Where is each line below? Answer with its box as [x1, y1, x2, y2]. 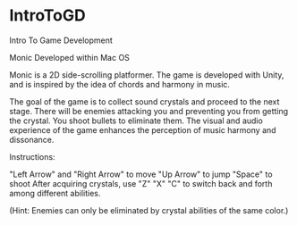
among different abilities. [9, 187, 101, 198]
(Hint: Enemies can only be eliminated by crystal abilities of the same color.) [9, 204, 289, 215]
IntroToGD [9, 5, 87, 26]
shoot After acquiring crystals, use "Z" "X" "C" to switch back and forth [9, 178, 273, 188]
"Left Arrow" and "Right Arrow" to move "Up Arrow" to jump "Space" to [9, 169, 273, 179]
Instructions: [9, 151, 55, 162]
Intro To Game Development [9, 35, 114, 46]
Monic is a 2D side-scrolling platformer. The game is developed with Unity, [9, 69, 284, 80]
